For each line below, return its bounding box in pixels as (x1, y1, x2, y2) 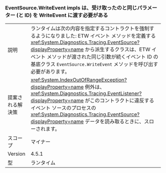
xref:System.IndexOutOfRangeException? (30, 76, 127, 83)
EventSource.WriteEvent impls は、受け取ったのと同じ (5, 4, 137, 11)
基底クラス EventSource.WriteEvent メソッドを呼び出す (30, 61, 159, 68)
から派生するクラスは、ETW (84, 46, 151, 53)
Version (7, 150, 26, 157)
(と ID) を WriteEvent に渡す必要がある (16, 11, 108, 18)
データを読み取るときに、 (84, 118, 144, 125)
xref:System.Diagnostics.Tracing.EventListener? (30, 90, 142, 97)
